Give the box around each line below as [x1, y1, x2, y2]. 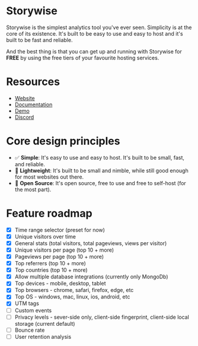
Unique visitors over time [14, 233, 76, 240]
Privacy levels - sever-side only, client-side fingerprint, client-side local [14, 313, 190, 320]
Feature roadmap [6, 207, 93, 220]
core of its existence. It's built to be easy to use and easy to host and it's [6, 30, 183, 37]
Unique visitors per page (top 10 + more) [14, 246, 114, 253]
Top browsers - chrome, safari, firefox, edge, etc [14, 287, 134, 294]
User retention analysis [14, 333, 72, 340]
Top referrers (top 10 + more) [14, 260, 86, 267]
